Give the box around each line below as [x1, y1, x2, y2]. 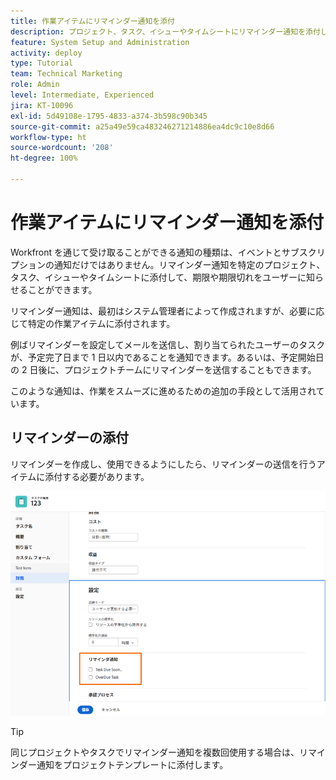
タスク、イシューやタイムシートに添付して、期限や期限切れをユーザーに [10, 271, 307, 283]
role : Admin [10, 80, 60, 90]
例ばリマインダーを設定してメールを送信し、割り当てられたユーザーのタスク [10, 338, 326, 350]
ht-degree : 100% [10, 153, 78, 164]
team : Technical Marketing [10, 69, 123, 79]
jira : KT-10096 [10, 100, 74, 110]
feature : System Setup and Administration [10, 37, 190, 47]
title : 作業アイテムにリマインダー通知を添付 [10, 16, 175, 26]
